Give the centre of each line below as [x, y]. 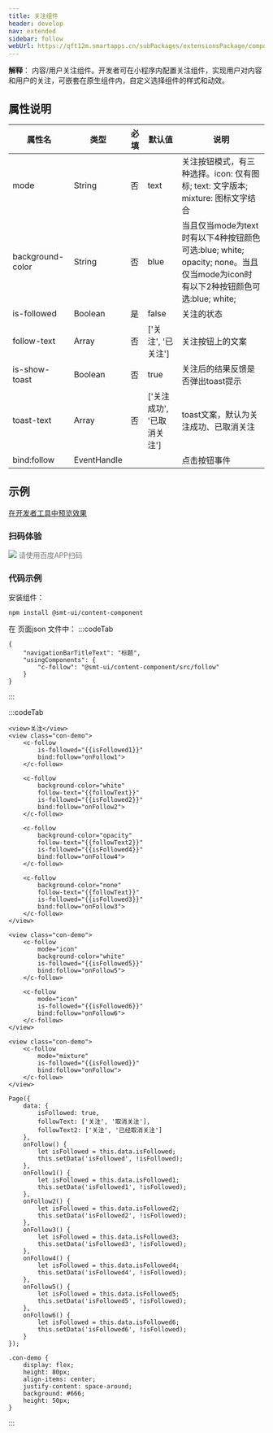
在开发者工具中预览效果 [48, 512]
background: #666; [54, 1394]
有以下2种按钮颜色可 [221, 286]
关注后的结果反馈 [214, 368]
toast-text [32, 420]
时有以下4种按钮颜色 [221, 237]
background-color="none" [80, 886]
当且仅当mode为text [220, 225]
